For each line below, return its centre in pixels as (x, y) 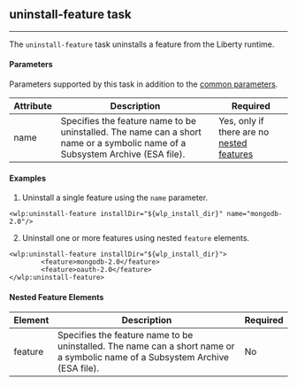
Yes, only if (241, 121)
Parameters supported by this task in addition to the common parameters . (144, 84)
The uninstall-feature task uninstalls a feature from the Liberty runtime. (142, 44)
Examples (28, 178)
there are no (244, 132)
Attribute (33, 106)
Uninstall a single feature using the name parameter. (115, 197)
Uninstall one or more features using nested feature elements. (136, 238)
